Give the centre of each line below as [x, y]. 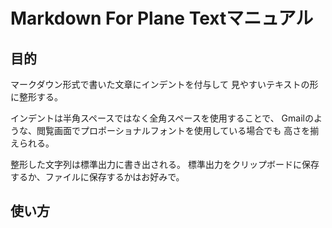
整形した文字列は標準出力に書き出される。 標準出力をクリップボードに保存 [165, 164]
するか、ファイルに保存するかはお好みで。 [97, 177]
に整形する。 [36, 97]
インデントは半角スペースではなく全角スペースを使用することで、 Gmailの [162, 118]
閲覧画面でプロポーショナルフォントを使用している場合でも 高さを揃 [178, 130]
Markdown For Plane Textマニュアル [162, 18]
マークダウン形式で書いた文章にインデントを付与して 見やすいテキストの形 [164, 84]
